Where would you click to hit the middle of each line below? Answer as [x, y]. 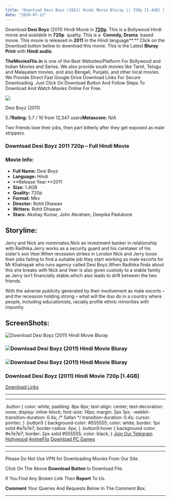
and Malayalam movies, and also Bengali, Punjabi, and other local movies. [83, 72]
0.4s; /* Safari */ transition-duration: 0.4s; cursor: [99, 418]
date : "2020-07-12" [26, 15]
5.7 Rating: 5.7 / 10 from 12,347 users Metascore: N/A [61, 118]
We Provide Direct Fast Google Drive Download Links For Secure [73, 77]
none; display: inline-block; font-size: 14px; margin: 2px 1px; [68, 412]
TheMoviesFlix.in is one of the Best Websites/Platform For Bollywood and [83, 61]
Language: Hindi [30, 176]
